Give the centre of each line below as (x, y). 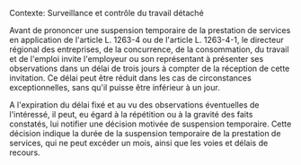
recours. (25, 152)
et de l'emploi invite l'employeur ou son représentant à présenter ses (137, 59)
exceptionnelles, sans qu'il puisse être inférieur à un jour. (115, 87)
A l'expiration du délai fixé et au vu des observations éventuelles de (134, 105)
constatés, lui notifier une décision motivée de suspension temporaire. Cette (150, 124)
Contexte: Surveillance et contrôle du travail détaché (106, 13)
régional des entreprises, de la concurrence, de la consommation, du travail (149, 49)
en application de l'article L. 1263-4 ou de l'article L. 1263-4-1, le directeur (147, 40)
